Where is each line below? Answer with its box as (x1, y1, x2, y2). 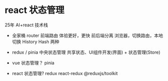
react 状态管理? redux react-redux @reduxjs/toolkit (12, 70, 118, 76)
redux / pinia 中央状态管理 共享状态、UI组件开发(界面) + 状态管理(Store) (12, 49, 160, 55)
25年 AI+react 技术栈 (5, 22, 48, 28)
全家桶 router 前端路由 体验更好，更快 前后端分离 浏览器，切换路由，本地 (12, 32, 163, 38)
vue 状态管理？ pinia (12, 60, 55, 66)
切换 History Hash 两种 (12, 38, 59, 45)
